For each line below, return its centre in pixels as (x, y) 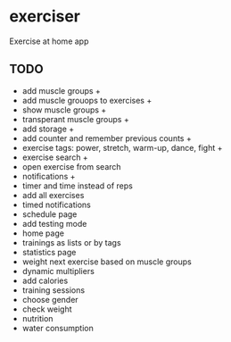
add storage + (48, 129)
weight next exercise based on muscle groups (107, 262)
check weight (47, 309)
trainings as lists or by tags (72, 242)
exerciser (45, 17)
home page (43, 233)
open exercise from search (72, 166)
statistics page (49, 252)
